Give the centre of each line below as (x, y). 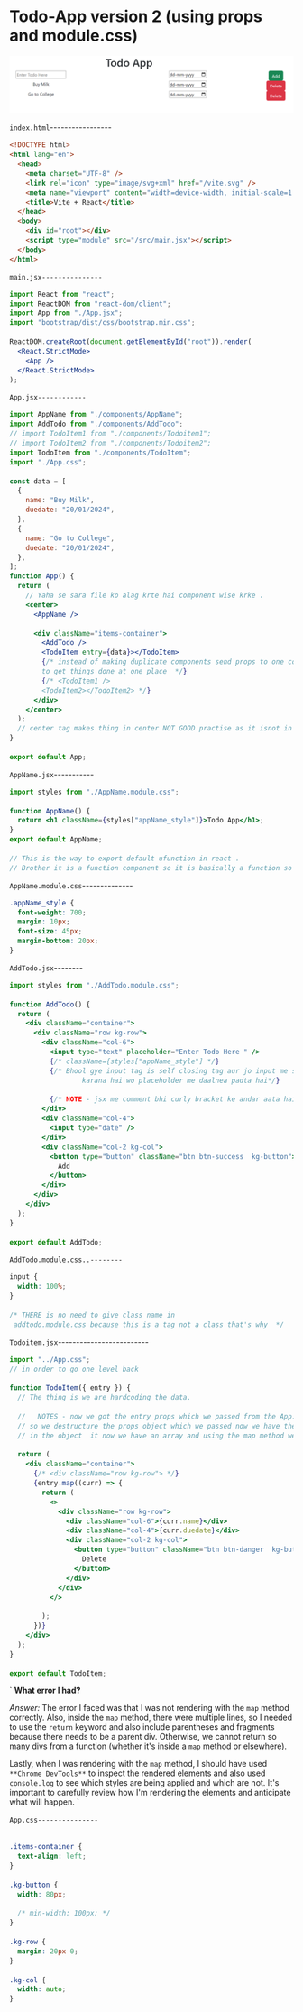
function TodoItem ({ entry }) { (70, 1388)
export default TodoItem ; (58, 1673)
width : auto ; (42, 1989)
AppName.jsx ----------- (52, 774)
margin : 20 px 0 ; (48, 1951)
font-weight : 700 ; (52, 913)
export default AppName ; (56, 840)
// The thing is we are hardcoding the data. (105, 1398)
